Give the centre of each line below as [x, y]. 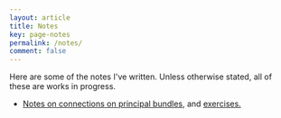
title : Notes [34, 26]
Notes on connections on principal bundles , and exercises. [131, 104]
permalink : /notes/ [46, 43]
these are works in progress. [62, 86]
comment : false [38, 51]
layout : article [40, 18]
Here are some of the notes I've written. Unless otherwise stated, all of [141, 77]
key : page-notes [40, 34]
